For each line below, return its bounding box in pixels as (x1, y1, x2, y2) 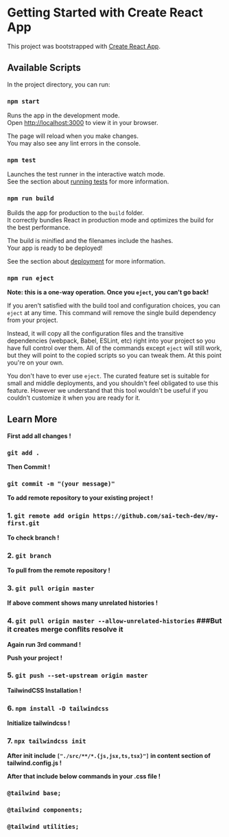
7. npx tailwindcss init (7, 736, 86, 746)
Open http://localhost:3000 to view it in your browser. (7, 119, 159, 127)
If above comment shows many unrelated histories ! (7, 599, 158, 607)
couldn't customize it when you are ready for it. (7, 393, 141, 402)
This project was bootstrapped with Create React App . (7, 42, 161, 50)
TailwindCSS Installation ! (7, 686, 82, 694)
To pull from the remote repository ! (7, 566, 111, 574)
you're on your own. (7, 358, 64, 367)
